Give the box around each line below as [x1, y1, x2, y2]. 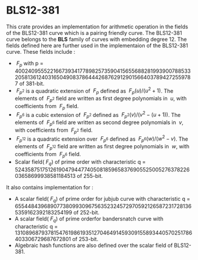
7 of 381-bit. [14, 80, 45, 87]
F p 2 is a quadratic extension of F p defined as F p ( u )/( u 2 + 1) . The [16, 86, 174, 96]
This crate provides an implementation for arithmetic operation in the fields [6, 23, 189, 30]
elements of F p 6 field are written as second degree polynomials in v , [14, 119, 184, 128]
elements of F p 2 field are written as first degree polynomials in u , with [14, 95, 187, 103]
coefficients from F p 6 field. [14, 151, 82, 159]
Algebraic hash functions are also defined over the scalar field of [14, 242, 173, 249]
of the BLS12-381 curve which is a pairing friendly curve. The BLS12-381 [6, 29, 182, 36]
